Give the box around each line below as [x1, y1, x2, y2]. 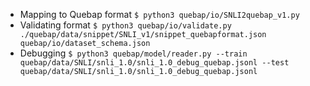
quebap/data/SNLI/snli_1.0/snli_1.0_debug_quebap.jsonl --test [19, 58, 290, 68]
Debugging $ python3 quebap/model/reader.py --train [19, 47, 248, 59]
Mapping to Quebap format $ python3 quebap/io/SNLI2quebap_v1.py [19, 9, 300, 20]
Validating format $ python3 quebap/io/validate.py [19, 19, 232, 31]
